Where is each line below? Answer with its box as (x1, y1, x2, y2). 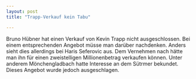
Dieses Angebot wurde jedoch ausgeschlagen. (6, 66, 119, 73)
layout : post (6, 8, 38, 15)
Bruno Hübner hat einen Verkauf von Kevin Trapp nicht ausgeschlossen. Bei (6, 35, 190, 42)
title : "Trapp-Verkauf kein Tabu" (6, 14, 91, 20)
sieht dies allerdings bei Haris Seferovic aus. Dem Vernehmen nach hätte (6, 47, 183, 54)
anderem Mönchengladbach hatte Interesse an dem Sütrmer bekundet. (6, 60, 178, 67)
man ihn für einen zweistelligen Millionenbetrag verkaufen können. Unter (6, 54, 182, 61)
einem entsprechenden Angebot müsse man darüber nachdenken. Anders (6, 42, 187, 49)
